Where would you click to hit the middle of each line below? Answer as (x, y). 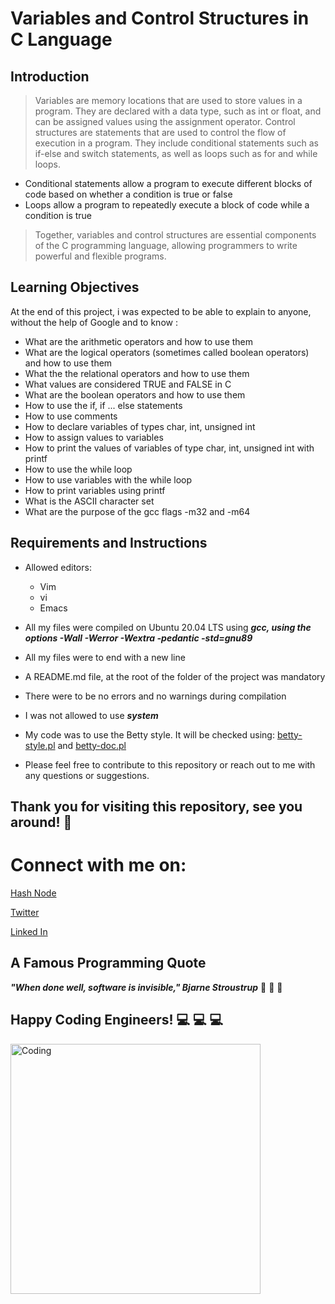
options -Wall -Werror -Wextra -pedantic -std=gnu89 (138, 638)
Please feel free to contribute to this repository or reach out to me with (170, 764)
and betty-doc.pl (92, 745)
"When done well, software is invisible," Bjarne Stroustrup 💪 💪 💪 (146, 987)
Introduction (50, 76)
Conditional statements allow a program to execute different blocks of (168, 183)
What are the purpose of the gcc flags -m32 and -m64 (137, 511)
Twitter (25, 912)
